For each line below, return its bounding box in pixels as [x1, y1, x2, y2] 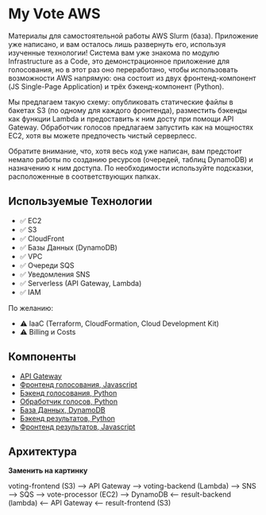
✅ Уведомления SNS [19, 269, 91, 279]
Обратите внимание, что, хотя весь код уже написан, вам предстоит [8, 146, 242, 156]
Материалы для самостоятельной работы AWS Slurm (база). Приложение [8, 31, 259, 41]
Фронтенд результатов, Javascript [19, 422, 136, 432]
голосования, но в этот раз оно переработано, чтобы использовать [8, 64, 238, 74]
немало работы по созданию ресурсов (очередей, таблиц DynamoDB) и [8, 154, 253, 164]
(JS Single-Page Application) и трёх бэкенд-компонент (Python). [8, 81, 225, 91]
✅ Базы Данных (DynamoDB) [19, 242, 118, 252]
